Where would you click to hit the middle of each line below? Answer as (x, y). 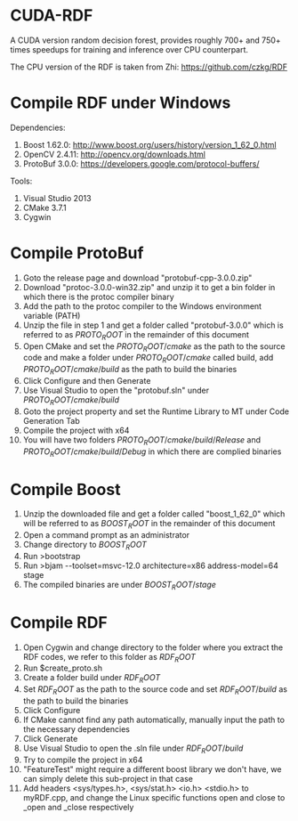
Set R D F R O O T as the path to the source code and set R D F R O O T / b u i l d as (155, 691)
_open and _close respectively (78, 807)
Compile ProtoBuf (77, 253)
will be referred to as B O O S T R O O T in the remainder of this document (149, 524)
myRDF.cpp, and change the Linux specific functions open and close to (154, 797)
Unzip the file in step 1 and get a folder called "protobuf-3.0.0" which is (153, 325)
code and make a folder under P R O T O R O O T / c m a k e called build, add (148, 359)
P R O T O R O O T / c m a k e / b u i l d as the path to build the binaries (130, 370)
